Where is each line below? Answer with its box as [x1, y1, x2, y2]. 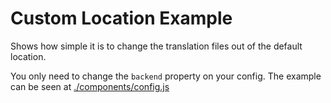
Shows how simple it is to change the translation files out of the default [10, 40, 303, 52]
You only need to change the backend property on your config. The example [10, 70, 322, 82]
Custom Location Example [10, 7, 233, 30]
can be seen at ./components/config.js [10, 80, 170, 92]
